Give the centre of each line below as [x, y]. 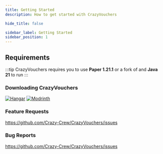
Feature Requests [27, 111]
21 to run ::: [17, 74]
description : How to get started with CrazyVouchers [61, 14]
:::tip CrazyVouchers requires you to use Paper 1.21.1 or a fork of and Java [81, 69]
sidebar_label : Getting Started [39, 32]
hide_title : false [24, 23]
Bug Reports [20, 135]
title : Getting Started [30, 10]
